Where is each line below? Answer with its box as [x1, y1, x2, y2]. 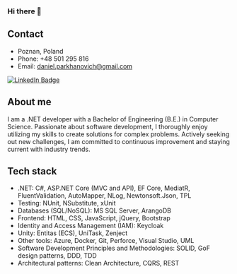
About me [7, 96, 52, 108]
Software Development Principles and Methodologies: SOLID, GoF [17, 244, 211, 253]
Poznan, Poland [17, 47, 64, 55]
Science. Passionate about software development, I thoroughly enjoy [7, 122, 208, 131]
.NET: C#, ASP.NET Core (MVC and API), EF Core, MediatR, [17, 184, 191, 193]
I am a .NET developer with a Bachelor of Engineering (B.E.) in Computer [7, 114, 219, 123]
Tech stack [7, 165, 57, 177]
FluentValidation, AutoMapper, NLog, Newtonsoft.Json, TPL [17, 191, 192, 200]
